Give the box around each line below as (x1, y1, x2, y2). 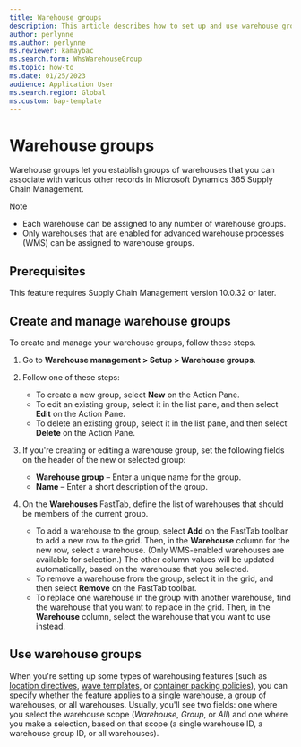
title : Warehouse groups (9, 13, 102, 22)
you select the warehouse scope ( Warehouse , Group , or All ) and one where (9, 708, 288, 719)
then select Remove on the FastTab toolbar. (35, 582, 197, 593)
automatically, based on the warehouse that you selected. (35, 563, 249, 574)
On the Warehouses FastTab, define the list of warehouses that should (21, 499, 284, 509)
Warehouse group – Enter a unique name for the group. (35, 472, 242, 482)
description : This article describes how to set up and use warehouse (9, 22, 279, 30)
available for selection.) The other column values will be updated (35, 553, 275, 565)
